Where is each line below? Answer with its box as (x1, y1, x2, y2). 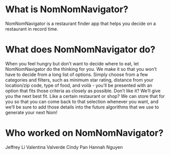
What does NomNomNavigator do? (5, 44, 156, 56)
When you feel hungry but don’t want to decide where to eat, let (5, 60, 139, 67)
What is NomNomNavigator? (5, 4, 128, 15)
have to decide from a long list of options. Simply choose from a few (5, 71, 148, 77)
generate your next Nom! (5, 109, 58, 115)
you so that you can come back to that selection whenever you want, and (5, 98, 159, 105)
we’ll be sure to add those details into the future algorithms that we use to (5, 104, 159, 110)
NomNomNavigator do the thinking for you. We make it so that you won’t (5, 66, 157, 72)
